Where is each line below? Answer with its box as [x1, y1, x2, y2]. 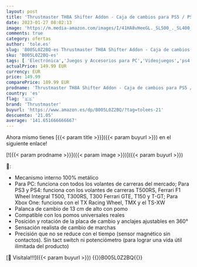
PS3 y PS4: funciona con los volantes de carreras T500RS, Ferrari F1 [14, 187, 181, 194]
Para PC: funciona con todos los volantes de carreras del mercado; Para [14, 180, 189, 188]
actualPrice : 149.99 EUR [6, 63, 67, 69]
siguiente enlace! [6, 140, 47, 147]
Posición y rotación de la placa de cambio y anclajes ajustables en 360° [14, 218, 189, 225]
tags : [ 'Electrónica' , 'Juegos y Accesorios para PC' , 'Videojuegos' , [6, 58, 180, 63]
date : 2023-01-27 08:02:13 [6, 19, 72, 25]
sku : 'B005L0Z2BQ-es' [6, 52, 59, 58]
